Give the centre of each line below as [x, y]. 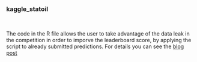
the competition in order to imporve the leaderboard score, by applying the [99, 40]
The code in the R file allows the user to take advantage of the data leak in [98, 34]
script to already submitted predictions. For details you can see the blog [95, 46]
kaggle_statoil [27, 9]
